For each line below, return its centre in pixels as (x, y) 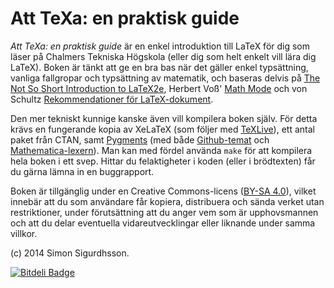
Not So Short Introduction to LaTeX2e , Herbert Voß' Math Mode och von (159, 88)
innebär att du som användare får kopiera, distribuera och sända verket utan (167, 201)
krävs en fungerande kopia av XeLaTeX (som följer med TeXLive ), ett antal (162, 129)
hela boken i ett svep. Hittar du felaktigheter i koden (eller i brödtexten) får (163, 161)
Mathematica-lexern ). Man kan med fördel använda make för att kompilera (161, 150)
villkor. (24, 233)
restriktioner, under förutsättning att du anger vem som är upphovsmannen (164, 212)
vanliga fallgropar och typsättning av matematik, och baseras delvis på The (165, 78)
